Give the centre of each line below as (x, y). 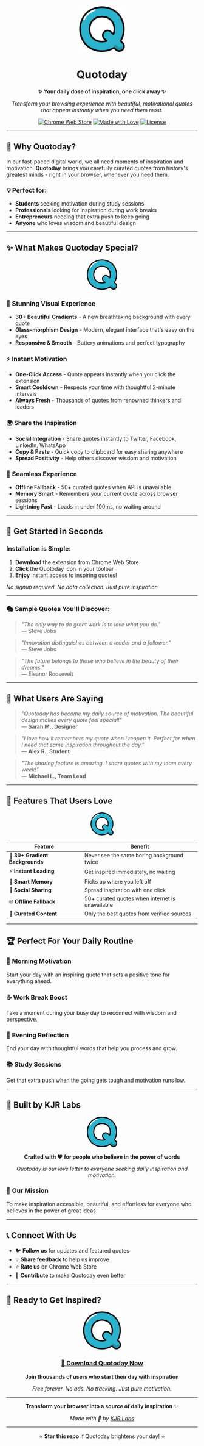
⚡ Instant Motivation (37, 359)
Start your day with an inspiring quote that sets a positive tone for (88, 975)
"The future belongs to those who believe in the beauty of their (100, 661)
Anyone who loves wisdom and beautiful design (76, 223)
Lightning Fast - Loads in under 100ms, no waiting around (88, 507)
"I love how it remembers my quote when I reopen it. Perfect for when (108, 738)
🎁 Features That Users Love (59, 801)
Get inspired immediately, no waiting (130, 872)
